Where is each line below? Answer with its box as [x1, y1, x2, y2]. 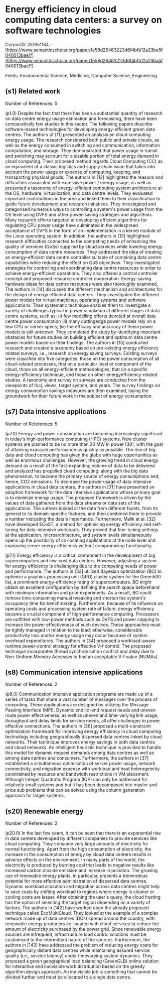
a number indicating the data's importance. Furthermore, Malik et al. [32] [5, 516, 156, 522]
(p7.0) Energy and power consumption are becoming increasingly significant [5, 430, 163, 436]
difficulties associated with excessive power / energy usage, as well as [5, 179, 151, 185]
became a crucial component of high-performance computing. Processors [5, 611, 159, 617]
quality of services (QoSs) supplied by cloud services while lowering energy [5, 243, 162, 250]
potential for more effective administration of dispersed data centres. [5, 878, 148, 884]
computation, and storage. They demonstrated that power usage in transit [5, 147, 158, 154]
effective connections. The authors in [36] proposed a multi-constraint [5, 723, 151, 729]
